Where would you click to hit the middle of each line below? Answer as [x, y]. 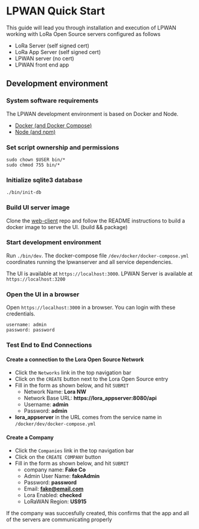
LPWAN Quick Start [56, 11]
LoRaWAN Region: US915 [55, 501]
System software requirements [52, 101]
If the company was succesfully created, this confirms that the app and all [98, 513]
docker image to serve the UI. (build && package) [67, 227]
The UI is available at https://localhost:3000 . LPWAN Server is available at [99, 273]
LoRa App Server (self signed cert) [58, 52]
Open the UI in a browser [43, 294]
